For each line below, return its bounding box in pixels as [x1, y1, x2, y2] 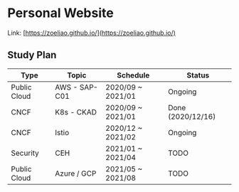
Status [186, 70, 210, 80]
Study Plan [7, 49, 57, 61]
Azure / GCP [55, 169, 97, 178]
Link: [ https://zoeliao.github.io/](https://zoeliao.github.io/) [7, 28, 176, 37]
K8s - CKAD [55, 107, 97, 117]
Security [11, 148, 39, 158]
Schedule [117, 70, 150, 80]
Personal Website [7, 5, 114, 21]
